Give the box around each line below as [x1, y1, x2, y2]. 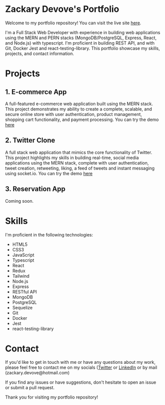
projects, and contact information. [5, 51, 74, 57]
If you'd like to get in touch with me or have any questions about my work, [5, 359, 156, 365]
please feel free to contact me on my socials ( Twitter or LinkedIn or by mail [5, 364, 157, 370]
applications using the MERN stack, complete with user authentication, [5, 160, 149, 166]
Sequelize [12, 304, 33, 310]
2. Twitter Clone [5, 136, 55, 145]
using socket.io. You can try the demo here [5, 170, 93, 176]
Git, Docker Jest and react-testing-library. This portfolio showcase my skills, [5, 45, 160, 51]
